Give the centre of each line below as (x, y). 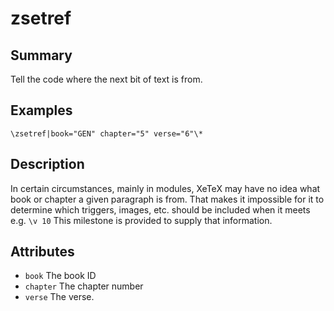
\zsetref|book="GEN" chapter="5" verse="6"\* (106, 133)
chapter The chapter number (84, 286)
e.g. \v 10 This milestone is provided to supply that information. (141, 220)
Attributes (42, 252)
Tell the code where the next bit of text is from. (106, 79)
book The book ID (60, 276)
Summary (41, 55)
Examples (41, 110)
